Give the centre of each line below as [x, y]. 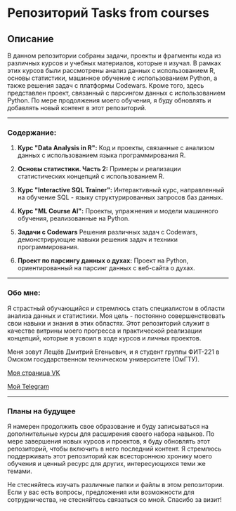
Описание [31, 39]
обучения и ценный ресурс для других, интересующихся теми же [106, 463]
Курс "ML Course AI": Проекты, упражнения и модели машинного [118, 211]
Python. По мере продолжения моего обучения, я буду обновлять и [110, 100]
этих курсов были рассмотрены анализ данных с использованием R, [111, 71]
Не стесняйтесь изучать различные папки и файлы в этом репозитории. [116, 484]
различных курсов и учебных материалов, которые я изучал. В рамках [114, 63]
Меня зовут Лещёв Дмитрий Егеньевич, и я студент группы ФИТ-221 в [113, 352]
